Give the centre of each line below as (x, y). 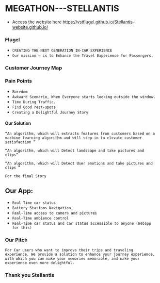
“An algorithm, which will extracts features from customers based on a (80, 133)
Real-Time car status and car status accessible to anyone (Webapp (81, 224)
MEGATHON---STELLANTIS (62, 8)
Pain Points (19, 81)
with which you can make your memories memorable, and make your (72, 258)
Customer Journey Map (33, 68)
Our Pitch (16, 240)
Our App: (19, 191)
